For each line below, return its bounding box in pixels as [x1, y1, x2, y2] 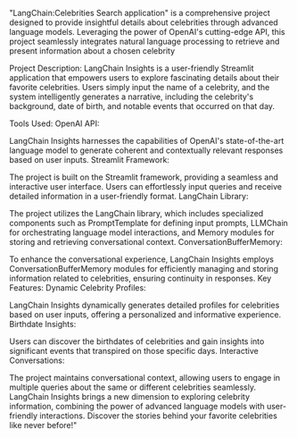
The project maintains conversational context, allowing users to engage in [9, 373, 281, 383]
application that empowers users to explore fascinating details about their [9, 72, 280, 83]
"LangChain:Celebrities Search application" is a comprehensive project [9, 8, 270, 18]
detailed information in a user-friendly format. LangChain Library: [9, 191, 249, 201]
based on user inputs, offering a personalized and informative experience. [9, 309, 282, 320]
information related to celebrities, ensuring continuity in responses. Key [9, 273, 272, 283]
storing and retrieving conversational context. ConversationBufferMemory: [9, 237, 283, 247]
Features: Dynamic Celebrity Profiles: [9, 282, 146, 293]
